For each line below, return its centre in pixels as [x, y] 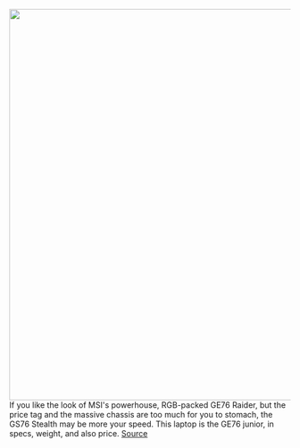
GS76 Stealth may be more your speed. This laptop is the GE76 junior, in [142, 424]
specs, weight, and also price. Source [79, 433]
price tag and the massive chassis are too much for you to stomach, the [141, 414]
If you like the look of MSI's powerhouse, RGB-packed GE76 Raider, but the [148, 405]
